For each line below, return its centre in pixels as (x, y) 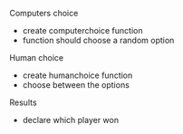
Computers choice (44, 13)
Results (24, 102)
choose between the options (76, 85)
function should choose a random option (98, 40)
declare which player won (71, 120)
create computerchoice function (82, 30)
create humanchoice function (77, 75)
